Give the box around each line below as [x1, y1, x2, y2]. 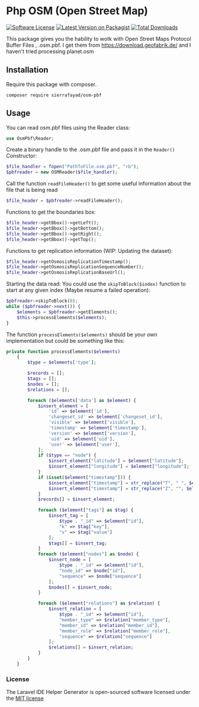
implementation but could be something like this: [6, 337, 125, 344]
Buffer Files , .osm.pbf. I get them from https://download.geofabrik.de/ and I [6, 41, 191, 49]
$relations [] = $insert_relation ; [48, 644, 134, 651]
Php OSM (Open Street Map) [6, 4, 148, 18]
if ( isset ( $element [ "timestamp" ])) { [37, 474, 131, 480]
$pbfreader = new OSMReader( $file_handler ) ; [6, 169, 118, 175]
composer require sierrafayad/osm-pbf [6, 92, 102, 98]
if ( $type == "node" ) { [37, 452, 97, 458]
